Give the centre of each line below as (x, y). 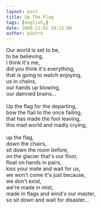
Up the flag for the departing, (41, 106)
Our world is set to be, (33, 50)
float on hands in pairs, (34, 163)
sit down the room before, (37, 150)
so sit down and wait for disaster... (48, 200)
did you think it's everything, (41, 69)
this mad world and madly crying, (46, 125)
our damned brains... (31, 94)
